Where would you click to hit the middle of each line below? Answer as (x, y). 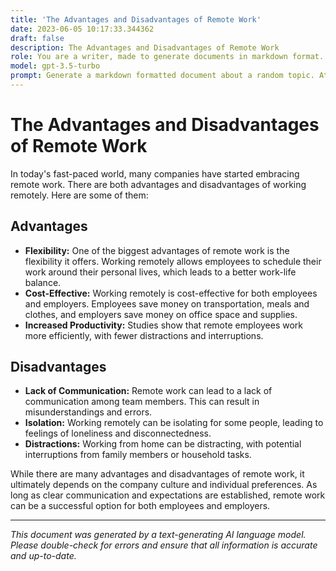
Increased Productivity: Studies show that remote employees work (164, 325)
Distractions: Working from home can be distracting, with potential (163, 444)
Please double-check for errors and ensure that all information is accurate (164, 545)
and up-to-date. (43, 556)
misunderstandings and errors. (88, 412)
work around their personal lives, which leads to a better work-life (160, 272)
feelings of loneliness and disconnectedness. (118, 433)
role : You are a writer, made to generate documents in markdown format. (167, 57)
